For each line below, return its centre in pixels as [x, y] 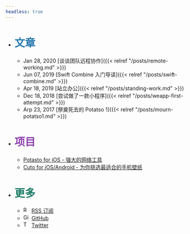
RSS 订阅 [43, 211]
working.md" [39, 67]
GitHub [40, 219]
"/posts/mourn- [154, 109]
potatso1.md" [39, 116]
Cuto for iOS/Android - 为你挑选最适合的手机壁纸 [83, 167]
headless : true [24, 12]
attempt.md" [38, 102]
